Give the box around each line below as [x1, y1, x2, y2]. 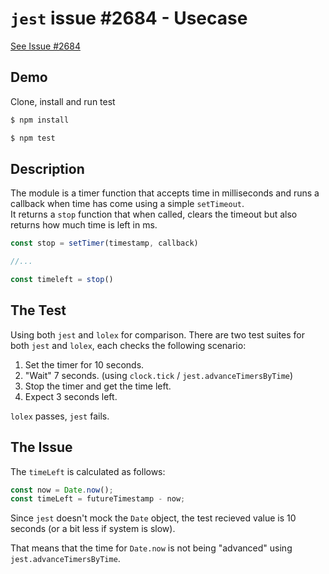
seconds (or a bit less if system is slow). [10, 523, 176, 535]
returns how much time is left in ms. [10, 219, 158, 231]
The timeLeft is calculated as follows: [10, 465, 166, 477]
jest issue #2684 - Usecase [10, 7, 248, 30]
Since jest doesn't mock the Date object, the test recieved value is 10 [10, 512, 297, 524]
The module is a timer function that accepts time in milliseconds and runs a [10, 187, 320, 199]
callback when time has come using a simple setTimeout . [10, 198, 245, 210]
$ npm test [10, 133, 56, 143]
